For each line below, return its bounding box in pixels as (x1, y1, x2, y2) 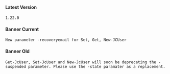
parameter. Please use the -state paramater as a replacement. (28, 64, 166, 69)
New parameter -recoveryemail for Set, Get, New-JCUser (5, 37, 127, 43)
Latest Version (5, 4, 37, 10)
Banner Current (5, 26, 39, 32)
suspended (5, 64, 27, 69)
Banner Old (5, 48, 30, 54)
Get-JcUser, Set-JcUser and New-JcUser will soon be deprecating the (5, 59, 157, 65)
